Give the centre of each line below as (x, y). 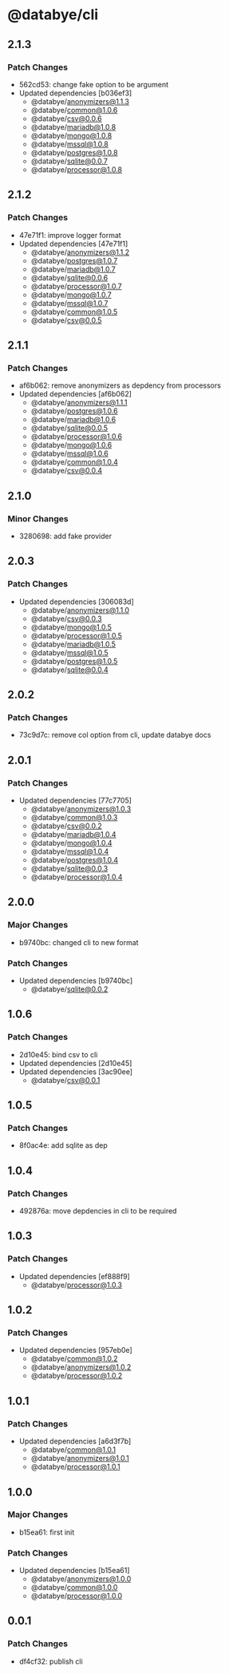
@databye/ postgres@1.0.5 (74, 661)
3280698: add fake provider (65, 536)
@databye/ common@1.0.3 (74, 817)
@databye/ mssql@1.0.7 (69, 303)
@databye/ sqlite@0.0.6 (69, 277)
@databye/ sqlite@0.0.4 (69, 670)
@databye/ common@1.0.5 (74, 312)
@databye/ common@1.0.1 (73, 1450)
